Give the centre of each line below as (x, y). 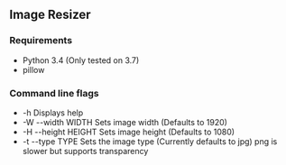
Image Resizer (51, 15)
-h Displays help (53, 113)
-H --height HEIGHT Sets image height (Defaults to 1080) (129, 132)
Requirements (41, 41)
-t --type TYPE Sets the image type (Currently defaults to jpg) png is (150, 141)
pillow (33, 69)
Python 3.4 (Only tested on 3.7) (81, 60)
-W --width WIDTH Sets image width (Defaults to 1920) (125, 122)
